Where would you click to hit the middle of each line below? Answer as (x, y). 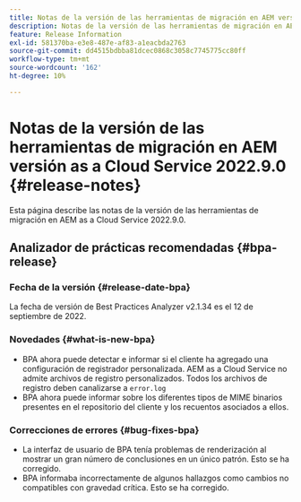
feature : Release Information (66, 34)
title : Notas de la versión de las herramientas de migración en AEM (142, 17)
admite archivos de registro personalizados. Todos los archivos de (145, 378)
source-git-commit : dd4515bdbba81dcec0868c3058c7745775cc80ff (128, 51)
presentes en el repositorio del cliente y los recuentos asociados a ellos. (155, 407)
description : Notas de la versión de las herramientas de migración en (146, 26)
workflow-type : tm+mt (50, 59)
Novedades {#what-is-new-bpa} (82, 340)
